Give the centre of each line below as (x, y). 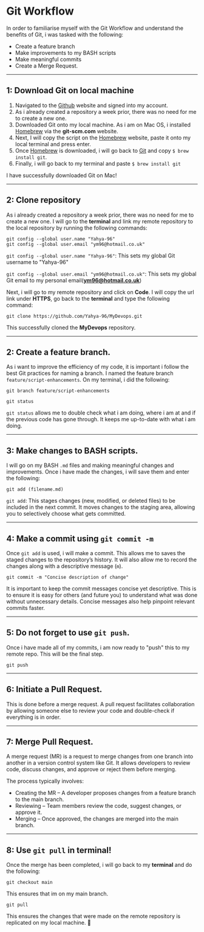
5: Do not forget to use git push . (68, 633)
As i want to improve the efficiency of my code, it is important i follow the (98, 367)
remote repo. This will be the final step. (55, 654)
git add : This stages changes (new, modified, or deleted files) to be (91, 501)
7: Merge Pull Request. (50, 742)
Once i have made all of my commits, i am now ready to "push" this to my (98, 647)
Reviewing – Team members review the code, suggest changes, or (98, 806)
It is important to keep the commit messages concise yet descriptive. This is (101, 588)
